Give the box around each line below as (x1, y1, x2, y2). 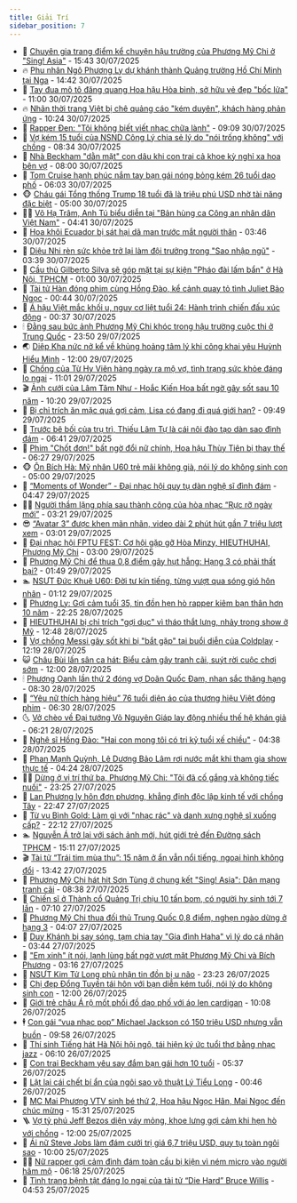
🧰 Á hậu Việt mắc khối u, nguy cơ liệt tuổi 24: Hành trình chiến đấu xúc (21, 301, 281, 312)
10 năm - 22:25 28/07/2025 (21, 606, 123, 618)
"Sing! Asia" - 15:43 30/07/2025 (21, 55, 140, 66)
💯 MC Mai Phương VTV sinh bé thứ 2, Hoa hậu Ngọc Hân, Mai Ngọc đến (21, 1095, 285, 1106)
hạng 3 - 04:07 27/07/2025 (21, 921, 122, 932)
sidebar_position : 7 (9, 21, 86, 30)
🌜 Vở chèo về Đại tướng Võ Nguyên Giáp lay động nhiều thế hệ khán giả (21, 712, 286, 723)
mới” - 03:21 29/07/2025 (21, 509, 113, 519)
